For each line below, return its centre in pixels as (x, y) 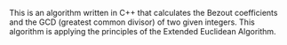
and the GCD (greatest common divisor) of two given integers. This (132, 22)
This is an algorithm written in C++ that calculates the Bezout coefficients (143, 13)
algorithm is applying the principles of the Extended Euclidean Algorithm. (143, 31)
